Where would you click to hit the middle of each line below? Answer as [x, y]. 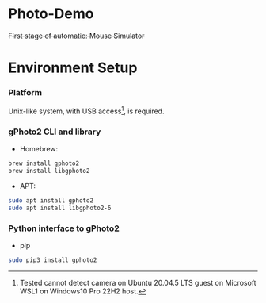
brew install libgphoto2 [49, 171]
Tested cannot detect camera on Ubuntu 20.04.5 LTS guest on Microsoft [138, 283]
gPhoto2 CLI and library [55, 132]
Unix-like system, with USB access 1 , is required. [86, 110]
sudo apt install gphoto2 [51, 201]
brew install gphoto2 [44, 163]
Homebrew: [39, 149]
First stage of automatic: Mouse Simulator [76, 36]
